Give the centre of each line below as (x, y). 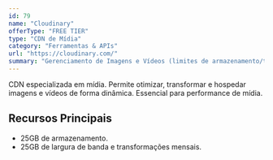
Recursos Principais (60, 119)
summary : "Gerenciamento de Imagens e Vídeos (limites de (108, 62)
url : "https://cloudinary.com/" (63, 54)
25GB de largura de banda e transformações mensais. (110, 146)
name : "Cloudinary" (41, 24)
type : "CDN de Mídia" (45, 39)
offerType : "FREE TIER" (49, 31)
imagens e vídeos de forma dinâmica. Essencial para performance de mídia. (136, 93)
